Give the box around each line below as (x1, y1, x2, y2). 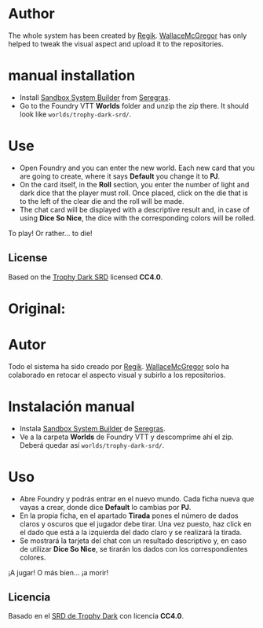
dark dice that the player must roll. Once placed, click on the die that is (19, 188, 249, 198)
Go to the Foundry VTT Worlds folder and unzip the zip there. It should (19, 101, 250, 110)
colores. (19, 552, 46, 562)
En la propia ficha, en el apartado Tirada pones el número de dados (19, 511, 239, 520)
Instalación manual (8, 397, 135, 416)
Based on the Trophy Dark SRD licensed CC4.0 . (8, 272, 163, 282)
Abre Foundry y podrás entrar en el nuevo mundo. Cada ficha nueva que (19, 493, 254, 504)
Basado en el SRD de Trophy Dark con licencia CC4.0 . (8, 611, 184, 621)
